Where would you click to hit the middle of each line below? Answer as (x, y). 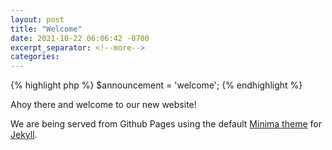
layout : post (37, 19)
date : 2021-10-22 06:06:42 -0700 (80, 38)
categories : (35, 57)
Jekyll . (24, 135)
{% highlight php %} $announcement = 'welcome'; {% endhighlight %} (156, 85)
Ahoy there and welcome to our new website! (103, 105)
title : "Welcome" (46, 29)
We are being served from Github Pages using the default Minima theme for (166, 124)
